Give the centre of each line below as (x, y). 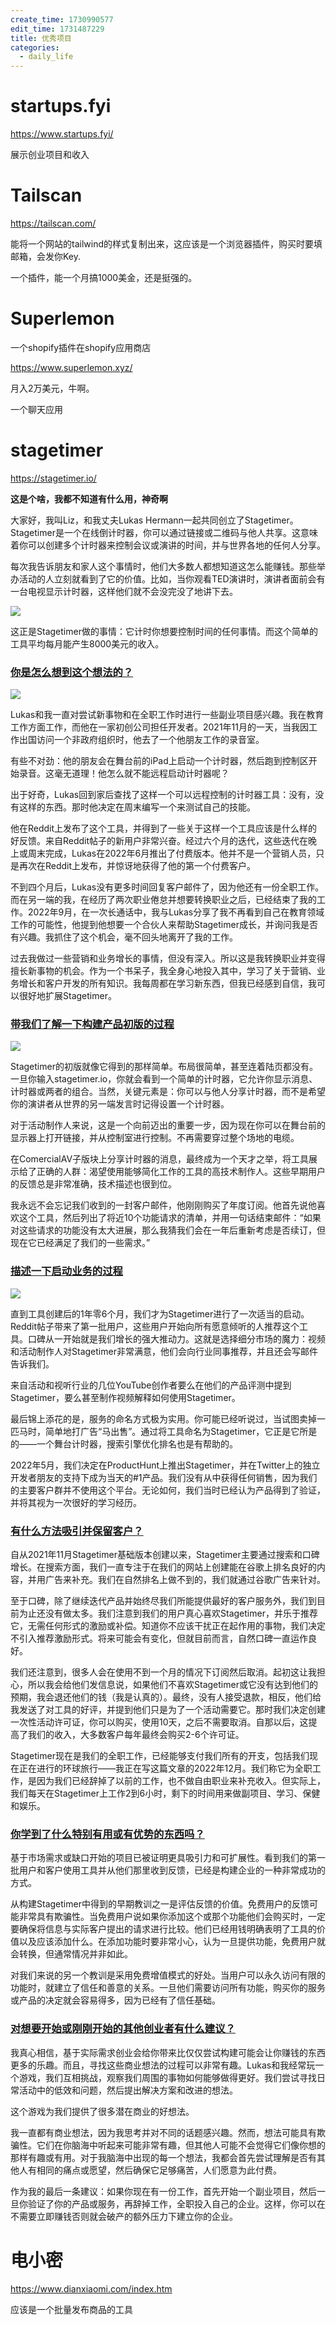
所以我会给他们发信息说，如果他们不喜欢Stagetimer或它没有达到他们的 (172, 1685)
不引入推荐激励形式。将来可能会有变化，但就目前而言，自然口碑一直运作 (159, 1638)
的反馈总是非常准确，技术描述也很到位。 (93, 1184)
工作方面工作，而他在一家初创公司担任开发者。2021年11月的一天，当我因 (159, 727)
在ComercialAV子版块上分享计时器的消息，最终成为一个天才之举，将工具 (160, 1159)
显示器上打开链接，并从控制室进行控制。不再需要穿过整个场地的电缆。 (155, 1138)
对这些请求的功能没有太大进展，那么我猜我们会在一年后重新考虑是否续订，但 (168, 1230)
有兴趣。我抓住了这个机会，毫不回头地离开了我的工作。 (124, 937)
